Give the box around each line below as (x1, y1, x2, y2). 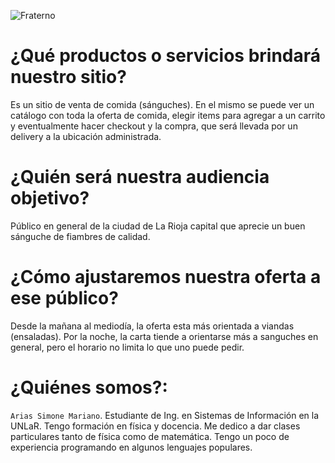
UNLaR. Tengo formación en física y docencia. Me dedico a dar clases (10, 420, 301, 432)
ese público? (10, 287, 119, 310)
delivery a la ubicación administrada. (10, 130, 162, 142)
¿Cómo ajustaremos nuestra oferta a (10, 266, 322, 289)
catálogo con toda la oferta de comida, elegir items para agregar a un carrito (10, 109, 326, 121)
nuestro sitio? (10, 66, 127, 89)
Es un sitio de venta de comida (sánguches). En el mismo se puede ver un (10, 98, 315, 110)
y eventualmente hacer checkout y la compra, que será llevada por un (10, 120, 298, 132)
